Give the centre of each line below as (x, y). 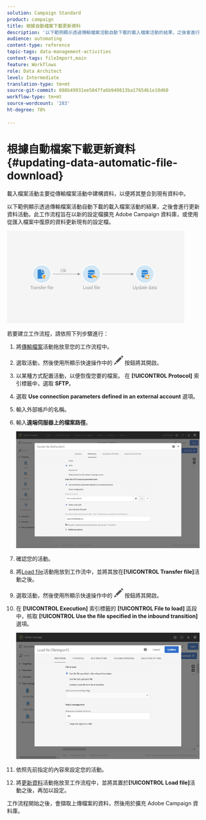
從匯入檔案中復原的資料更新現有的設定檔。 (61, 222)
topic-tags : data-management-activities (59, 52)
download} (35, 175)
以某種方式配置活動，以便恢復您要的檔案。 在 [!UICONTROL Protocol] (104, 375)
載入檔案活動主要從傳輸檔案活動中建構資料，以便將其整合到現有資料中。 (98, 194)
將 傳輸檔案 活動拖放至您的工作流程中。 (64, 347)
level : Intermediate (33, 77)
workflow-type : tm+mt (35, 97)
